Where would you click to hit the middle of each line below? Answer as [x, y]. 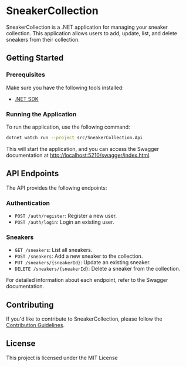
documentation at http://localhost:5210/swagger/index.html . [79, 155]
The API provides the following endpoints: [57, 188]
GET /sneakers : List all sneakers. [53, 250]
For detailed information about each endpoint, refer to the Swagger [87, 280]
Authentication [28, 203]
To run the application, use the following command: [68, 127]
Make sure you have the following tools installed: [65, 87]
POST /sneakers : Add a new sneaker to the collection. [79, 256]
